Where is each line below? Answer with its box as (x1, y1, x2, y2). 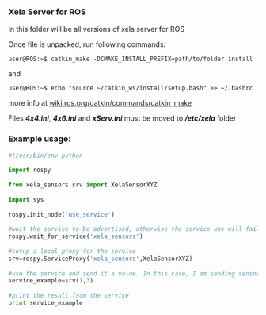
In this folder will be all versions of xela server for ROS (8, 25, 184, 34)
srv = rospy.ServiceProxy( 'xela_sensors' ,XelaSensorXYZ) (8, 255, 193, 263)
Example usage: (8, 133, 71, 144)
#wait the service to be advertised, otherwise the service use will (8, 225, 243, 233)
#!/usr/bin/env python (8, 152, 83, 159)
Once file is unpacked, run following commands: (8, 40, 166, 49)
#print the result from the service (8, 292, 129, 300)
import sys (8, 195, 44, 204)
